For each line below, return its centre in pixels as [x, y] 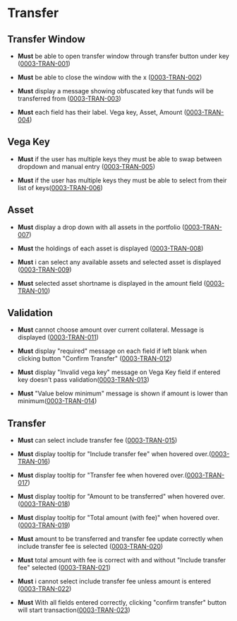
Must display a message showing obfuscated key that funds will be [115, 91]
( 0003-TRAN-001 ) [44, 64]
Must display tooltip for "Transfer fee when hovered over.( [102, 475]
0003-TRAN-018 [44, 504]
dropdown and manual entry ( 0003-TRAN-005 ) [86, 166]
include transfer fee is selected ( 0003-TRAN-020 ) [90, 547]
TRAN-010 [32, 291]
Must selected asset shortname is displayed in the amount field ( [112, 283]
